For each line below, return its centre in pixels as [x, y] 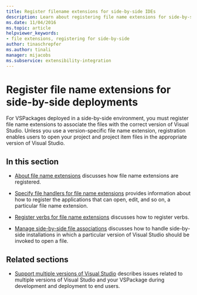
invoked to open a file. [41, 241]
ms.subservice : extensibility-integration [59, 60]
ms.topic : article [28, 28]
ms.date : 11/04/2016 [31, 22]
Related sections [37, 260]
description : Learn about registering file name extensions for [86, 17]
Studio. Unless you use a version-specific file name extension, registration [96, 131]
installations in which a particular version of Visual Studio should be [108, 235]
